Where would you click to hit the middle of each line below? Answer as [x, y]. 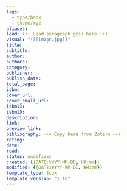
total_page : [21, 84]
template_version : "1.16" [38, 179]
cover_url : [20, 95]
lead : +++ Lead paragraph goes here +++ [57, 34]
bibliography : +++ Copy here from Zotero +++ [63, 134]
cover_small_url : [28, 101]
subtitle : [18, 51]
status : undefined [29, 156]
